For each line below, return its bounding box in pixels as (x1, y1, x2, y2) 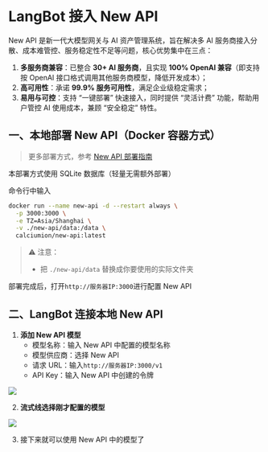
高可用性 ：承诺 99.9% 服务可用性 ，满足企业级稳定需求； (19, 82, 209, 92)
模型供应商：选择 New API (31, 350, 119, 360)
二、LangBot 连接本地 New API (8, 307, 163, 321)
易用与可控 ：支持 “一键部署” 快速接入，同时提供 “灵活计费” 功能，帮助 (19, 92, 253, 102)
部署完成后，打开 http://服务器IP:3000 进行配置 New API (8, 281, 192, 291)
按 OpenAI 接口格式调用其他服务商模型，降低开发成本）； (19, 72, 208, 82)
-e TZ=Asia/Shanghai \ (15, 216, 92, 225)
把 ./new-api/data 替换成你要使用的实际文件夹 (39, 265, 194, 274)
